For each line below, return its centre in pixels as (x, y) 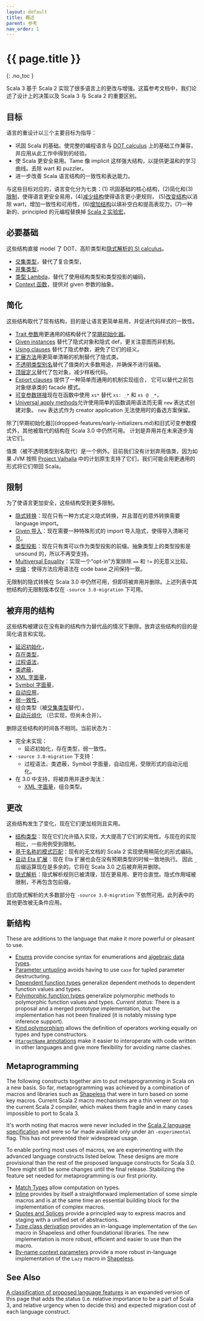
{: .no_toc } (20, 76)
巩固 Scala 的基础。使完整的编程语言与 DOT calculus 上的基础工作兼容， (105, 146)
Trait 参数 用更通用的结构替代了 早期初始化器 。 (72, 334)
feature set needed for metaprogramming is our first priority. (82, 1175)
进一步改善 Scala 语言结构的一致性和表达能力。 (74, 176)
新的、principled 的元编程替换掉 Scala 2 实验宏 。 (68, 212)
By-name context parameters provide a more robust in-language (96, 1252)
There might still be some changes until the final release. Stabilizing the (96, 1169)
